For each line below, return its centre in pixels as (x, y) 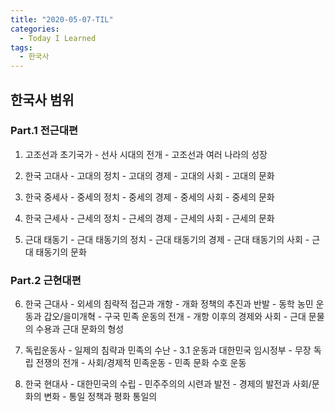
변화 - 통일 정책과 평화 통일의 (100, 397)
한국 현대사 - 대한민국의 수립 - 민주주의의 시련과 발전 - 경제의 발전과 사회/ (168, 384)
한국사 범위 (42, 99)
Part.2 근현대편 (46, 280)
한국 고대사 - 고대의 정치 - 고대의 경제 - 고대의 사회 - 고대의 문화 (149, 175)
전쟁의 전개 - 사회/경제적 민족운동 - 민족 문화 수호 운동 (141, 363)
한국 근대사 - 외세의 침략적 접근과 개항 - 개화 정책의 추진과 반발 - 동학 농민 (169, 304)
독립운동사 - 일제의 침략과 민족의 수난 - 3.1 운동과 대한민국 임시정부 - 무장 (168, 350)
